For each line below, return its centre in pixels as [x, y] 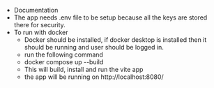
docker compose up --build [64, 62]
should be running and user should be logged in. [94, 47]
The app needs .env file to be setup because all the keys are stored [110, 17]
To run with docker [41, 32]
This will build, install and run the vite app [84, 69]
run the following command [63, 54]
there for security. [40, 25]
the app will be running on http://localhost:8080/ [94, 77]
